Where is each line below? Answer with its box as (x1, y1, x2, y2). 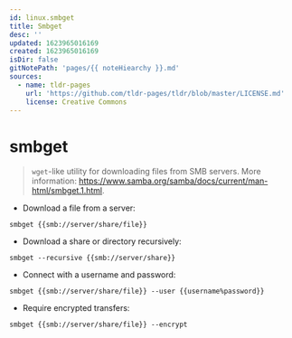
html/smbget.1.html (31, 185, 102, 196)
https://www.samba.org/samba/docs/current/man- (78, 175, 268, 186)
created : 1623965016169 (9, 47, 99, 56)
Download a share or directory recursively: (22, 236, 183, 247)
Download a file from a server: (22, 202, 136, 213)
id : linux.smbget (9, 13, 75, 23)
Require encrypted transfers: (22, 303, 130, 314)
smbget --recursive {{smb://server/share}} (9, 254, 176, 263)
